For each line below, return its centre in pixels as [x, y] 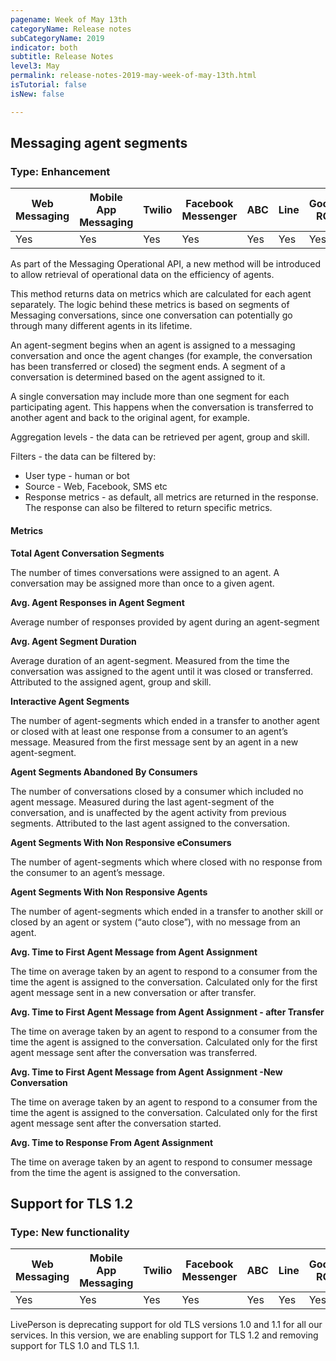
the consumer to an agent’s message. [87, 872]
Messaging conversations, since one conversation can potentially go [151, 315]
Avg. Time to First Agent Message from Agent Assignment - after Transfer [167, 1012]
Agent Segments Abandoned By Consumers [104, 772]
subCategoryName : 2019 [57, 38]
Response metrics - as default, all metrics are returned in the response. [171, 497]
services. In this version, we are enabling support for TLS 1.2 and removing [164, 1335]
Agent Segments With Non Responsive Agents [109, 892]
